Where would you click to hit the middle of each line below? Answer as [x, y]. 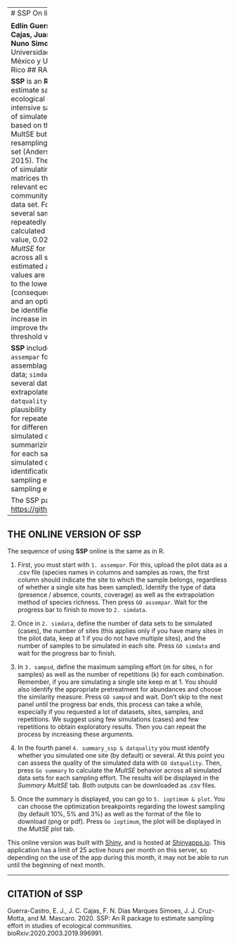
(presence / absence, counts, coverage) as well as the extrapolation [116, 595]
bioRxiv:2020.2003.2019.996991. [55, 933]
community [29, 196]
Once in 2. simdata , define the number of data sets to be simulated [115, 623]
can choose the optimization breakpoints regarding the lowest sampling [121, 806]
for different [31, 427]
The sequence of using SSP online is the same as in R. [86, 551]
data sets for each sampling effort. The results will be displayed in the [118, 778]
